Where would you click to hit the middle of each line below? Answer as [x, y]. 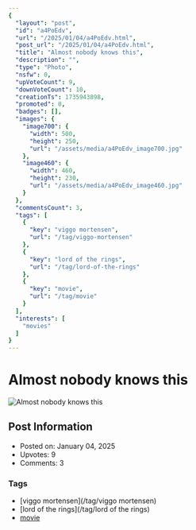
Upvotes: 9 [38, 455]
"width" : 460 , [53, 171]
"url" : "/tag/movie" [63, 296]
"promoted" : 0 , [40, 104]
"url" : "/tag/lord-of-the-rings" [85, 267]
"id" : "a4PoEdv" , [44, 30]
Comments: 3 [42, 462]
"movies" [37, 326]
